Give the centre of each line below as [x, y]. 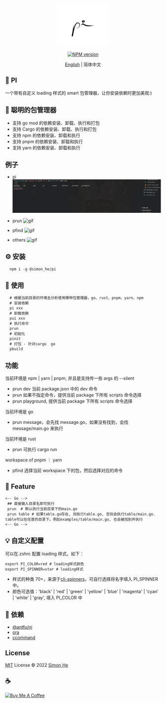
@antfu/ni [22, 627]
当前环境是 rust [21, 439]
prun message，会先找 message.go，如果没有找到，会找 [70, 422]
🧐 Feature [20, 486]
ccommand [24, 637]
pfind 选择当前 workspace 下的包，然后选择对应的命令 [67, 471]
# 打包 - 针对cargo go [33, 344]
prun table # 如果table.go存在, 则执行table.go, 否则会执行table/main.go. [81, 514]
